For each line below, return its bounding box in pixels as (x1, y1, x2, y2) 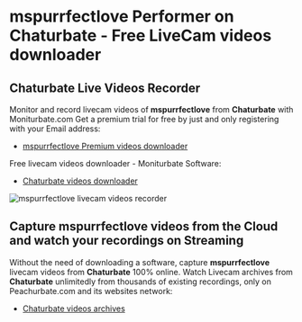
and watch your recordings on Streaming (9, 233, 244, 248)
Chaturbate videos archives (22, 303, 126, 314)
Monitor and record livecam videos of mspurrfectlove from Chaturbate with (9, 104, 294, 114)
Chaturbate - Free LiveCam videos (9, 25, 272, 46)
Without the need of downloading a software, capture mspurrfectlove (9, 256, 270, 267)
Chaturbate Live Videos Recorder (9, 80, 201, 95)
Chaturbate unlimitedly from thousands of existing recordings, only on (9, 276, 272, 287)
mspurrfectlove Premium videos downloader (22, 141, 188, 151)
